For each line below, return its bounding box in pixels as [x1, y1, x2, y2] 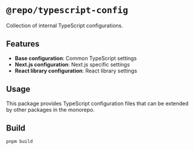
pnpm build [6, 139, 33, 145]
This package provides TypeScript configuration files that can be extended [6, 99, 189, 107]
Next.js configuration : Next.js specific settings [14, 61, 130, 68]
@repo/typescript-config [6, 5, 128, 16]
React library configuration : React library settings [14, 67, 137, 74]
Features [6, 39, 40, 49]
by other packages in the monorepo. [6, 106, 95, 113]
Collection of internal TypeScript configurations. [6, 22, 123, 29]
